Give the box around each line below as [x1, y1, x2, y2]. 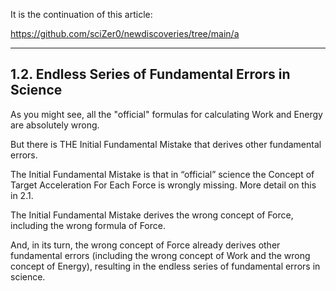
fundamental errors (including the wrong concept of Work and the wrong [10, 249, 311, 261]
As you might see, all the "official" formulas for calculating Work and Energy [10, 108, 323, 120]
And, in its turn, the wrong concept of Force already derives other [10, 239, 281, 251]
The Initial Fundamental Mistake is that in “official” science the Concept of [10, 168, 315, 180]
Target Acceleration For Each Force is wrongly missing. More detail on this [10, 179, 317, 191]
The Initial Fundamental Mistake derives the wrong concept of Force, [10, 209, 294, 221]
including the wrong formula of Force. [10, 219, 166, 231]
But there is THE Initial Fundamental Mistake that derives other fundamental [10, 138, 322, 150]
